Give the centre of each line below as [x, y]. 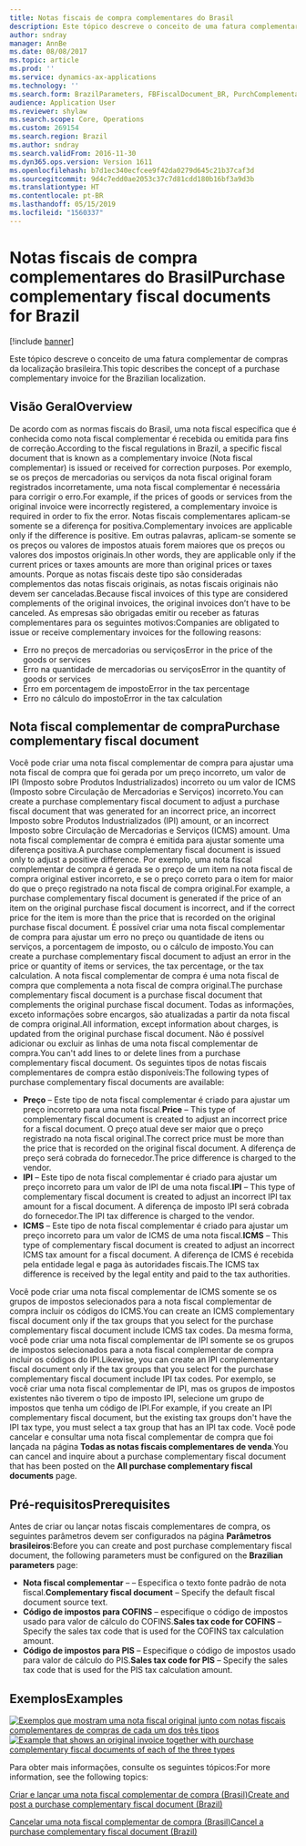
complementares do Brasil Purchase [148, 277]
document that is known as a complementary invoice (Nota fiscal [131, 457]
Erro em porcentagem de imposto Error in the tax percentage [136, 688]
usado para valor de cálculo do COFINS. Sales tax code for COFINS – [152, 1622]
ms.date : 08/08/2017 [49, 52]
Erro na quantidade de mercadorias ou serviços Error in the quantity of [154, 669]
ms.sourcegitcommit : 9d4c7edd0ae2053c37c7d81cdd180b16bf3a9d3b [132, 179]
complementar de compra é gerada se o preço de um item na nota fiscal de [151, 869]
